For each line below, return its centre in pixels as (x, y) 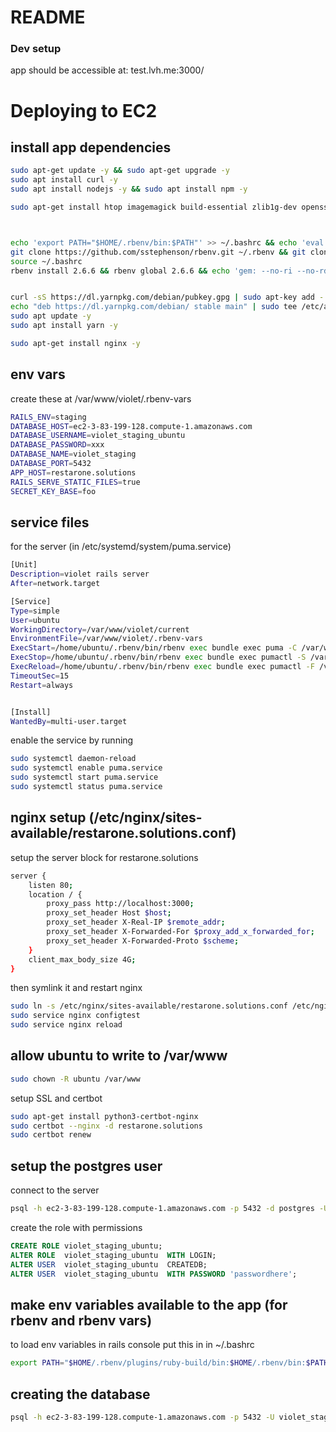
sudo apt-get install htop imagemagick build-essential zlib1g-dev (154, 207)
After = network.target (55, 584)
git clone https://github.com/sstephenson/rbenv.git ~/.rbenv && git (158, 252)
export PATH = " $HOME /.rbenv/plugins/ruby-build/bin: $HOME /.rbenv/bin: (158, 1363)
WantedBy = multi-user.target (69, 721)
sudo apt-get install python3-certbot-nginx (104, 1116)
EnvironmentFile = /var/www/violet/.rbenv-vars (106, 639)
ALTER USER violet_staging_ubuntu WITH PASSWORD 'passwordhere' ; (154, 1274)
